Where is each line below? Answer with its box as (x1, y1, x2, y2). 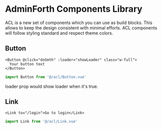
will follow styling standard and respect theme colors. (5, 30, 113, 36)
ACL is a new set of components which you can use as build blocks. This (5, 20, 153, 26)
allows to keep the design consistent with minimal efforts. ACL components (5, 25, 158, 30)
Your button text (9, 61, 45, 67)
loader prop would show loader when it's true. (5, 83, 98, 89)
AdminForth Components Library (5, 3, 142, 15)
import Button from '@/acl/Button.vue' (5, 75, 87, 79)
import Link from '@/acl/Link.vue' (5, 119, 78, 124)
